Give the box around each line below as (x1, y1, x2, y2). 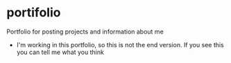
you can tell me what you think (16, 48, 105, 56)
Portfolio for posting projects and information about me (6, 27, 164, 36)
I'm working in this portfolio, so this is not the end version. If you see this (16, 40, 225, 49)
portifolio (6, 5, 61, 21)
